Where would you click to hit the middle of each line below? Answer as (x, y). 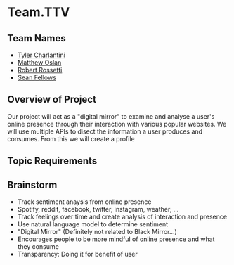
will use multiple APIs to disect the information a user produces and (105, 131)
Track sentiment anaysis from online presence (84, 202)
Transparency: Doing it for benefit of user (78, 254)
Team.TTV (39, 12)
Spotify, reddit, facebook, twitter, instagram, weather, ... (98, 209)
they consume (38, 247)
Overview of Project (52, 99)
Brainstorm (32, 185)
